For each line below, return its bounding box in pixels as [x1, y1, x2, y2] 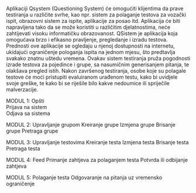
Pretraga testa [6, 145, 40, 152]
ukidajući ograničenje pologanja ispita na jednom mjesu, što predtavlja [6, 49, 176, 55]
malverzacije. [6, 86, 39, 93]
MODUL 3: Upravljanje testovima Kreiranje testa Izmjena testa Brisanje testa [6, 139, 189, 145]
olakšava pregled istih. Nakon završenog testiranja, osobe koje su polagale [6, 67, 186, 74]
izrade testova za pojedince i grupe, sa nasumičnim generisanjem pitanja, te [6, 61, 189, 68]
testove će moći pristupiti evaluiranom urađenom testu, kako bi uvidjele [6, 73, 178, 80]
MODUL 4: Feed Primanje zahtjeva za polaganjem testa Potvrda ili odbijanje [6, 157, 188, 163]
